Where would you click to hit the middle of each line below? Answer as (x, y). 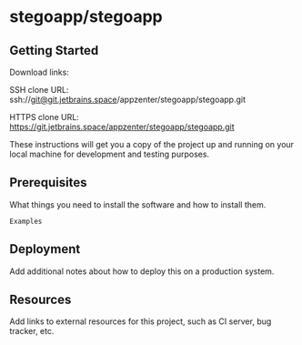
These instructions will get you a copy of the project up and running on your (151, 144)
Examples (26, 221)
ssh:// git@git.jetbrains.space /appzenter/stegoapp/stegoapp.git (128, 99)
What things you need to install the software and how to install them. (138, 204)
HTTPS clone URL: (44, 117)
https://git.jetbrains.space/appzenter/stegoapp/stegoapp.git (122, 127)
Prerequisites (48, 183)
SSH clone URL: (39, 90)
